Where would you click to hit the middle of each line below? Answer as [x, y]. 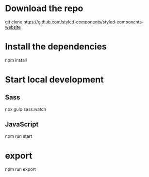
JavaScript [22, 124]
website [13, 27]
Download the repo [44, 8]
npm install [16, 60]
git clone [14, 22]
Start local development [54, 80]
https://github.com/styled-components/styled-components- [84, 22]
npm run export [21, 169]
